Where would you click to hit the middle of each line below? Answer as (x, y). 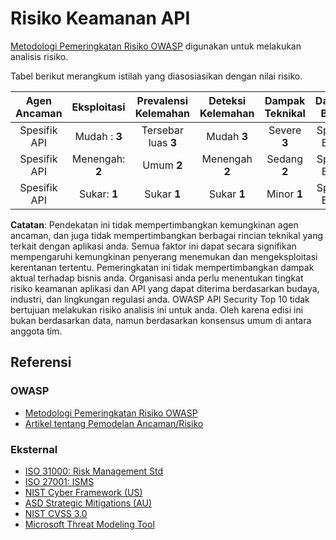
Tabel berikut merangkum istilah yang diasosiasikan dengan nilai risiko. (156, 76)
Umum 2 (162, 165)
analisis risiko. (39, 56)
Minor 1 (285, 194)
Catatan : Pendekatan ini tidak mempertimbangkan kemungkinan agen (154, 224)
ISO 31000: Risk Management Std (94, 471)
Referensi (41, 362)
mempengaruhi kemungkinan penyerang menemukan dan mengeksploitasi (164, 256)
